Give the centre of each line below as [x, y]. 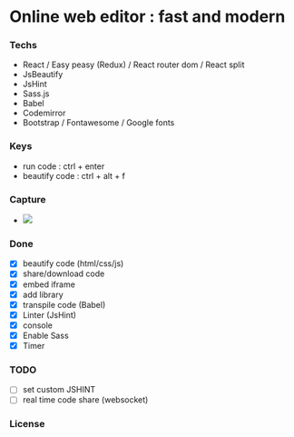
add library [43, 294]
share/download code [64, 273]
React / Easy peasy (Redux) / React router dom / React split [133, 65]
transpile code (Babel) [64, 304]
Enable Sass [46, 335]
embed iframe [49, 284]
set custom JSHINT [59, 390]
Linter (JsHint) [49, 314]
